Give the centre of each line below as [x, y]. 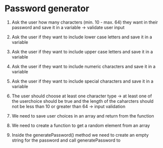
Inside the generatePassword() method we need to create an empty [80, 135]
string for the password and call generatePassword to [66, 140]
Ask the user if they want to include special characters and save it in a [82, 81]
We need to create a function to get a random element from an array [81, 125]
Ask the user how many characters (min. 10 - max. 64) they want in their [85, 22]
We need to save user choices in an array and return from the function [83, 116]
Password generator [47, 9]
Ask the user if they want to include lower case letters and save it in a [82, 37]
